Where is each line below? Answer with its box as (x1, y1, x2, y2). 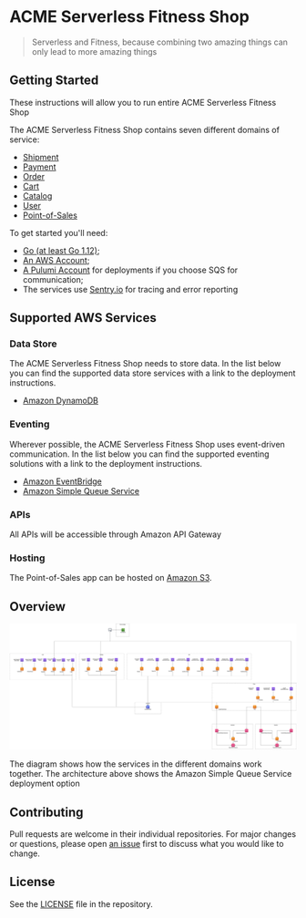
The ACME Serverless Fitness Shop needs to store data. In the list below (9, 358, 281, 369)
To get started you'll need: (9, 227, 108, 238)
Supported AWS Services (9, 310, 157, 325)
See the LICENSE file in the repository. (9, 898, 153, 909)
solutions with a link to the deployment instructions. (9, 458, 203, 469)
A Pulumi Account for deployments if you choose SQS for (22, 264, 239, 275)
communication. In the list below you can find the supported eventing (9, 449, 270, 459)
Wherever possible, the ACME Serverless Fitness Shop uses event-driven (9, 438, 285, 449)
